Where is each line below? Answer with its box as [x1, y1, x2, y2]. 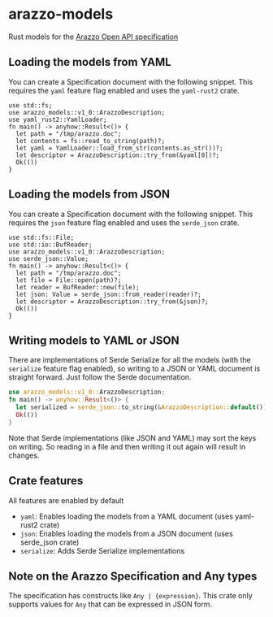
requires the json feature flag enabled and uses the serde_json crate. [8, 217, 240, 228]
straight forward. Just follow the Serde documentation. [8, 372, 192, 382]
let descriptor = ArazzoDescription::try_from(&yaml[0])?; [15, 151, 220, 159]
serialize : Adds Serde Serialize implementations [19, 545, 185, 555]
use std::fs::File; [8, 233, 75, 241]
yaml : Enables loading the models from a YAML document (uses [19, 511, 234, 521]
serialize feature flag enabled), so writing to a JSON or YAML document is [8, 363, 261, 374]
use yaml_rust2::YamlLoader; [8, 115, 107, 124]
